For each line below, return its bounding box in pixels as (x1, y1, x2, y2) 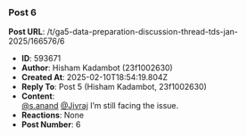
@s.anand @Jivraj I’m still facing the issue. (21, 101, 179, 111)
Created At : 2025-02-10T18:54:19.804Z (21, 72, 169, 83)
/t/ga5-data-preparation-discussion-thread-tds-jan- (46, 27, 238, 37)
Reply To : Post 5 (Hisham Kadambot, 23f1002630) (21, 82, 207, 93)
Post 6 (8, 6, 37, 19)
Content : (21, 91, 55, 101)
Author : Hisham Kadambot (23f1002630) (21, 62, 173, 73)
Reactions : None (21, 109, 85, 121)
